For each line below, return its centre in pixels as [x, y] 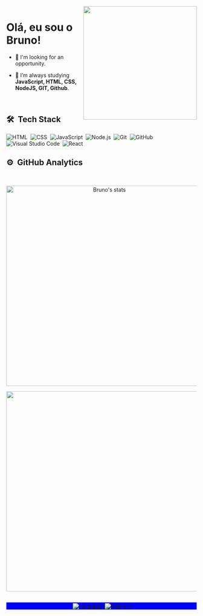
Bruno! [24, 40]
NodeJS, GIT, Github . [42, 88]
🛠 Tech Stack [34, 119]
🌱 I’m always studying [42, 75]
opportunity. [30, 63]
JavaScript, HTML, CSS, [46, 82]
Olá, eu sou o [40, 28]
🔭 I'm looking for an [39, 57]
